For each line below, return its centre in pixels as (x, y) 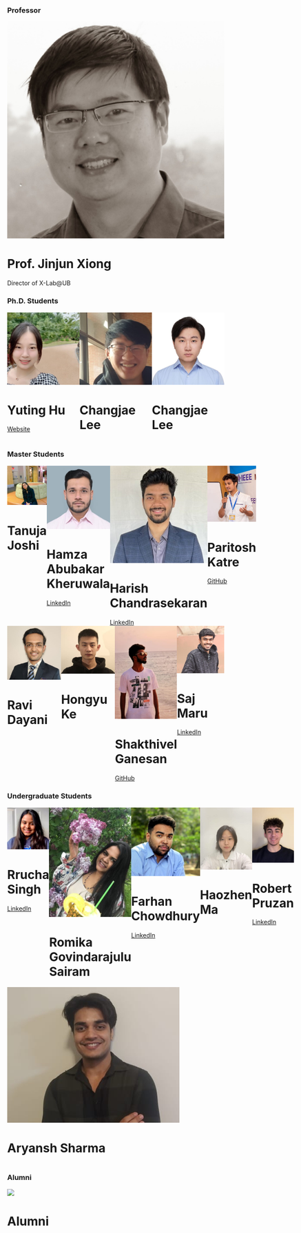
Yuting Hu (36, 410)
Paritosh (232, 547)
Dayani (28, 720)
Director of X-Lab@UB (39, 283)
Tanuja (27, 531)
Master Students (36, 455)
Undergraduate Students (50, 796)
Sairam (70, 972)
